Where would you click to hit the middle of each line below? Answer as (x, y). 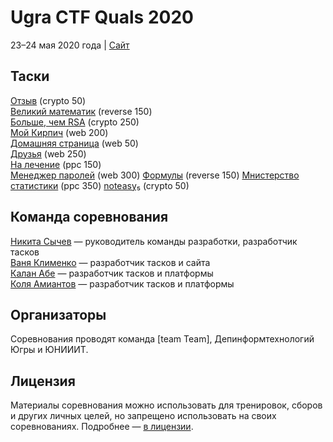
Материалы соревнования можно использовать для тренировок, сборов (166, 405)
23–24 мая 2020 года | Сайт (70, 45)
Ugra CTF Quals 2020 (102, 17)
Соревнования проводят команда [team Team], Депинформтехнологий (162, 339)
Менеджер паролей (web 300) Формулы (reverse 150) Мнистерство (155, 175)
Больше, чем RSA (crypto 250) (75, 122)
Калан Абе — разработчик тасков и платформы (112, 273)
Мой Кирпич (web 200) (59, 132)
